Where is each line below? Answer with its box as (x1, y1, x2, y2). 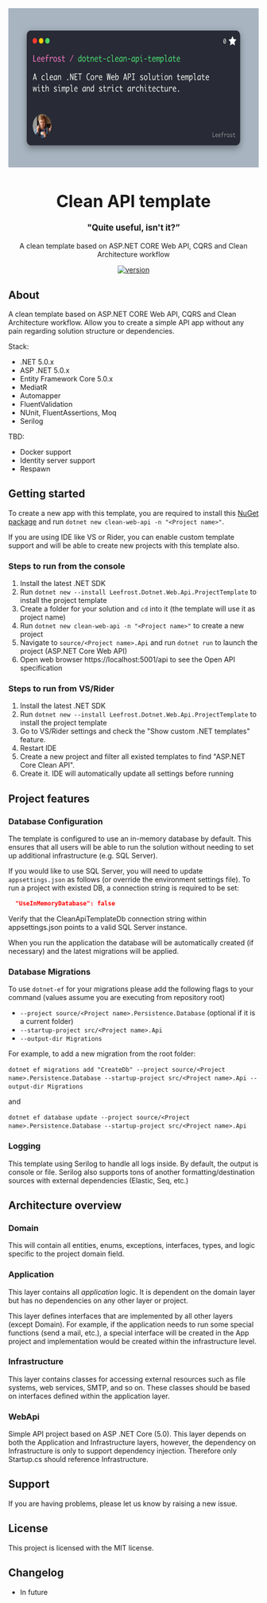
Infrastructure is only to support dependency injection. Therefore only (8, 1446, 237, 1456)
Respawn (19, 463, 51, 473)
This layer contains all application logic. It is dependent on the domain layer (8, 1287, 256, 1296)
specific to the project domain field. (8, 1249, 125, 1259)
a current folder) (19, 1017, 74, 1026)
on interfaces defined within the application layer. (8, 1391, 170, 1401)
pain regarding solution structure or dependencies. (8, 326, 175, 335)
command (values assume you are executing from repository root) (8, 993, 225, 1003)
